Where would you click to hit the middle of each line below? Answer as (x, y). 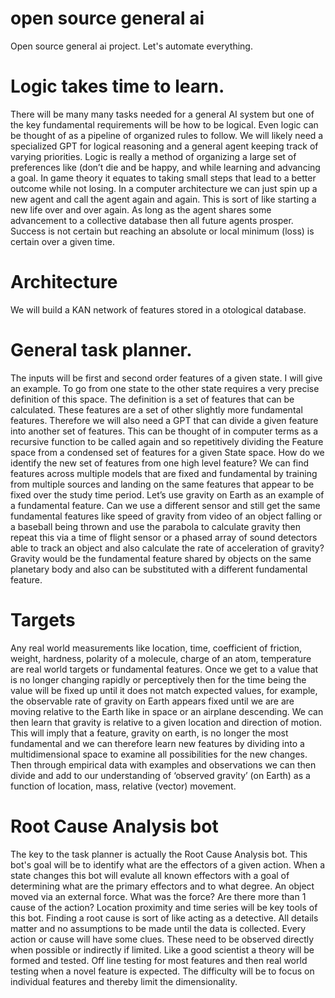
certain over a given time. (63, 241)
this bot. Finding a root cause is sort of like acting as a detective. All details (164, 918)
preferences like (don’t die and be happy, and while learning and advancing (165, 167)
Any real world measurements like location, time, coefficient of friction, (156, 648)
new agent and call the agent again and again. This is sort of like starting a (163, 199)
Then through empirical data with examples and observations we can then (163, 764)
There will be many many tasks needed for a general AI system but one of (162, 114)
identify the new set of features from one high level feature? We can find (160, 463)
